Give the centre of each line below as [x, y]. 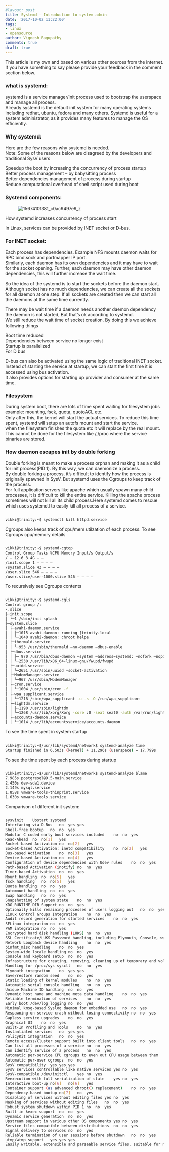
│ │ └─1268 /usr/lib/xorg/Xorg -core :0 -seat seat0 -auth [68, 713]
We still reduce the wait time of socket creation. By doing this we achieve [81, 320]
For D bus [15, 351]
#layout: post [20, 10]
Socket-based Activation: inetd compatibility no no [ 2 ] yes [76, 849]
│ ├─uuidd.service [24, 666]
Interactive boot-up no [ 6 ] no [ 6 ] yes [49, 1084]
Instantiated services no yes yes [45, 1032]
